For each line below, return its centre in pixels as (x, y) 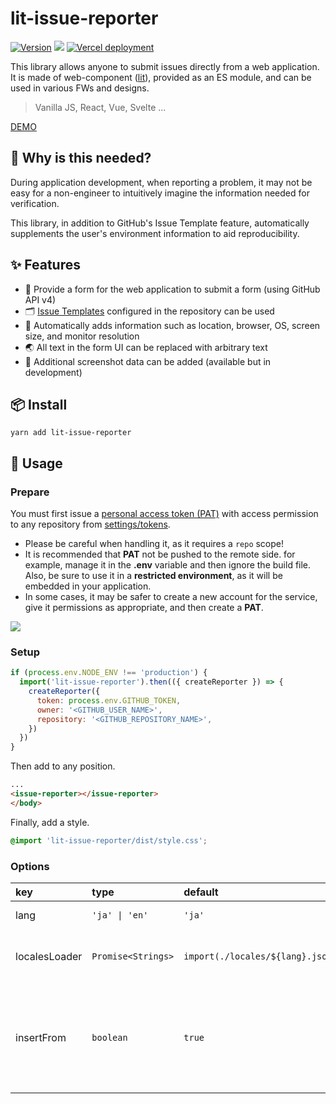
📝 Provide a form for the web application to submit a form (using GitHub (172, 289)
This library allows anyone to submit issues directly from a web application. (165, 66)
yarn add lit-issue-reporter (71, 433)
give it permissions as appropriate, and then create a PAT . (144, 608)
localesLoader (49, 957)
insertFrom (41, 1038)
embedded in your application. (88, 586)
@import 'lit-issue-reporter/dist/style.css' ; (109, 840)
